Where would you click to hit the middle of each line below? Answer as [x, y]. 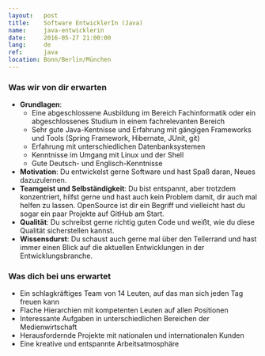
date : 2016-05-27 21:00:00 [60, 38]
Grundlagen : [41, 104]
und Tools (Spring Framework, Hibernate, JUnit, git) [115, 138]
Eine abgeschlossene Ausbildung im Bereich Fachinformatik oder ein [144, 113]
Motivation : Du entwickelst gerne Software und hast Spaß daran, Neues [137, 172]
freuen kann [39, 302]
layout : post [33, 15]
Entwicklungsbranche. [56, 256]
